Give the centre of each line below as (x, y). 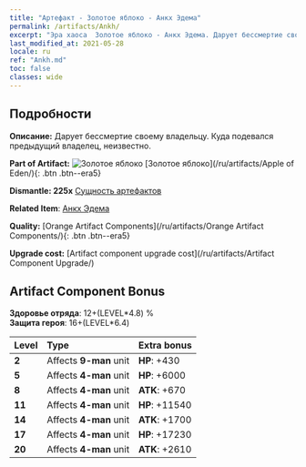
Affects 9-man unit (88, 360)
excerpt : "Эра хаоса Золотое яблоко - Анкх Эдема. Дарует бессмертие (146, 35)
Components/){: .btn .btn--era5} (70, 235)
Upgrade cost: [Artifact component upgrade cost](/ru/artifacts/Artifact (142, 253)
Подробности (51, 114)
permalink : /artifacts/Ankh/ (65, 26)
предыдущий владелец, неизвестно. (81, 146)
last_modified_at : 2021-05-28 (67, 43)
